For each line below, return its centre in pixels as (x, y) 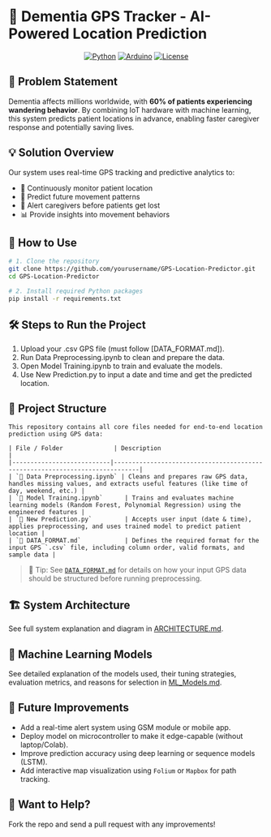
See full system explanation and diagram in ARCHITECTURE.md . (116, 629)
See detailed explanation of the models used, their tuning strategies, (123, 674)
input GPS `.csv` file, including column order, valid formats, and (127, 548)
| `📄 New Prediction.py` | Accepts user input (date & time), (130, 519)
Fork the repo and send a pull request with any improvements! (112, 824)
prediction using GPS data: (56, 434)
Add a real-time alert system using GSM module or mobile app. (125, 727)
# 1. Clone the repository (54, 262)
